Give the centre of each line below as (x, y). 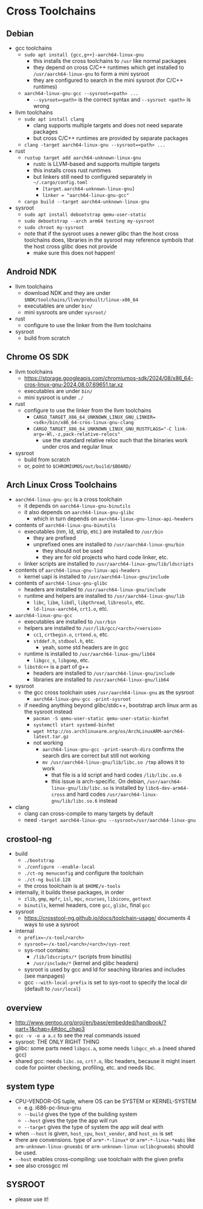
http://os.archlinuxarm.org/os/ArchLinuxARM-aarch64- (116, 732)
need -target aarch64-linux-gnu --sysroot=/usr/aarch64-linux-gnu (110, 820)
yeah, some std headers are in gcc (85, 648)
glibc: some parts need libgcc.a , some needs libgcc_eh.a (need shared (105, 1048)
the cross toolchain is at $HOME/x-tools (72, 886)
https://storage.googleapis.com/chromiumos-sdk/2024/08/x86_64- (109, 378)
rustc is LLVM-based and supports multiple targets (97, 164)
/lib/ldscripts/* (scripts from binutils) (82, 957)
